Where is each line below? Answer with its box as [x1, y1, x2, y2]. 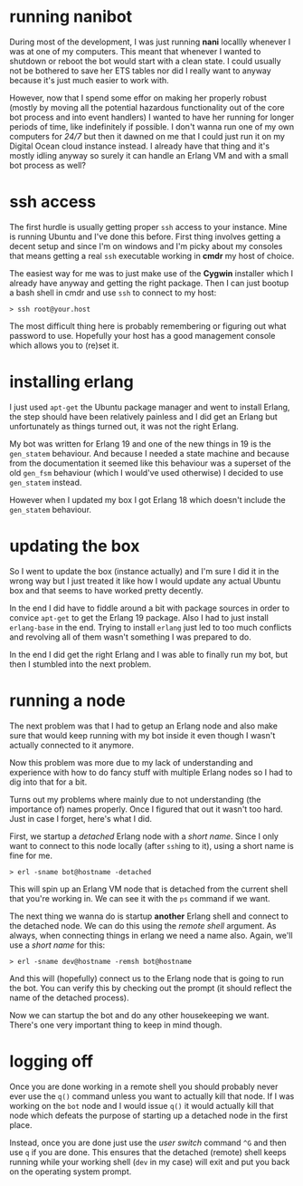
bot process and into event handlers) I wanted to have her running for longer [9, 111, 295, 122]
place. [9, 1119, 33, 1130]
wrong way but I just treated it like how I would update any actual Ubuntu [9, 575, 281, 586]
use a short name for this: [9, 940, 106, 950]
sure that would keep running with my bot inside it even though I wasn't [9, 729, 276, 740]
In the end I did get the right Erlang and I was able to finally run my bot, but [9, 649, 289, 660]
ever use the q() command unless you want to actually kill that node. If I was [9, 1090, 295, 1102]
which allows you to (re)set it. [9, 340, 119, 351]
